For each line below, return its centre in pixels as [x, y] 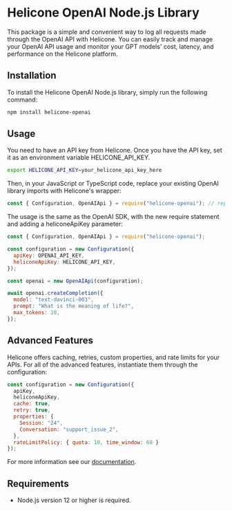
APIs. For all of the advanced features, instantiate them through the [103, 365]
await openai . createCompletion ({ [55, 293]
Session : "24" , [41, 423]
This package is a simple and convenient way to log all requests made [107, 32]
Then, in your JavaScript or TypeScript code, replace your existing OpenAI [113, 184]
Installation [32, 76]
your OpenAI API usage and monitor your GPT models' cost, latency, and [110, 46]
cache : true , [32, 404]
